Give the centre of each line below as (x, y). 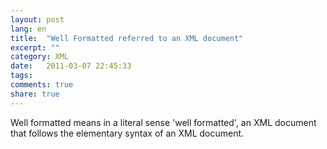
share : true (35, 94)
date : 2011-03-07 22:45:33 (71, 66)
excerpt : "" (35, 47)
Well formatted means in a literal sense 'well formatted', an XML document (163, 122)
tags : (21, 76)
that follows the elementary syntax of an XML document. (127, 133)
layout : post (37, 19)
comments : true (42, 85)
